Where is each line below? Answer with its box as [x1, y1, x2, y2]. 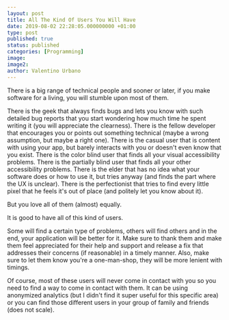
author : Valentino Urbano [7, 67, 81, 74]
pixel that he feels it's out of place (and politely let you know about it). [7, 186, 204, 195]
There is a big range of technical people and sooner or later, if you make [7, 86, 211, 95]
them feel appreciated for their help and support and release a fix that [7, 241, 204, 249]
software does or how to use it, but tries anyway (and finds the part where [7, 172, 217, 180]
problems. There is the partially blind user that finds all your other [7, 158, 191, 166]
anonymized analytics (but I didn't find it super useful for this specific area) [7, 291, 219, 299]
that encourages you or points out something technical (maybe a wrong [7, 128, 209, 137]
